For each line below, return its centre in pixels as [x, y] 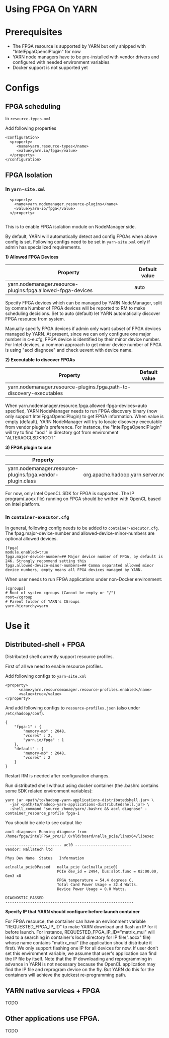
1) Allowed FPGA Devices [32, 257]
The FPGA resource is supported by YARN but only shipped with [79, 46]
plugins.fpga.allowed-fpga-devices [50, 290]
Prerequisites [34, 32]
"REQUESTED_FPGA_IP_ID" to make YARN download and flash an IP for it [81, 927]
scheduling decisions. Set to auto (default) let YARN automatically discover [83, 313]
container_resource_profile [35, 814]
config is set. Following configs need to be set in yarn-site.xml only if [78, 242]
